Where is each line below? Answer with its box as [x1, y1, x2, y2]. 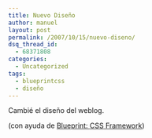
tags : [8, 70, 26, 78]
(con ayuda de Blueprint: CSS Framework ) [8, 121, 145, 130]
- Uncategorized [15, 63, 69, 71]
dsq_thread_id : [8, 41, 58, 49]
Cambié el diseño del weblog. [8, 106, 105, 115]
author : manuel [8, 19, 58, 27]
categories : [8, 56, 47, 64]
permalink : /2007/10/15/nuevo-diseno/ [8, 33, 135, 42]
